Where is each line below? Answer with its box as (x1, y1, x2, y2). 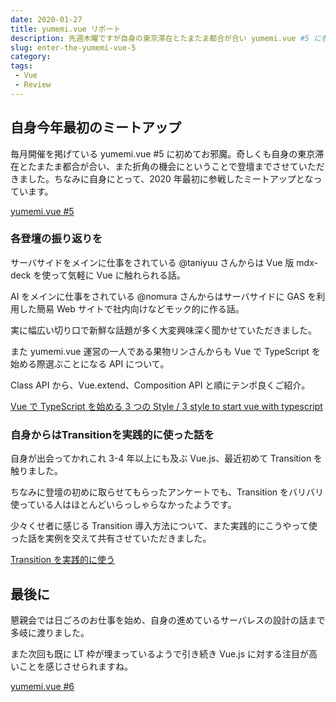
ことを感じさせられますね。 (18, 660, 133, 672)
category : (10, 52, 52, 62)
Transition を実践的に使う (10, 554, 116, 566)
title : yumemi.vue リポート (10, 24, 122, 34)
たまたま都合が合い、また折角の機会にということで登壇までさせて (27, 160, 299, 172)
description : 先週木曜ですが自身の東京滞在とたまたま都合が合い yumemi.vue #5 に (10, 33, 322, 43)
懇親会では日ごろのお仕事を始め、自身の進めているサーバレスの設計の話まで (10, 614, 326, 626)
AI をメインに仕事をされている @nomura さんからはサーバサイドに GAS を (10, 290, 317, 302)
